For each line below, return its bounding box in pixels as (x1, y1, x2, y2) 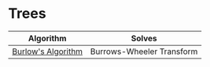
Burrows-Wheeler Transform (90, 46, 198, 57)
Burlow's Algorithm (12, 46, 83, 57)
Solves (131, 33, 157, 44)
